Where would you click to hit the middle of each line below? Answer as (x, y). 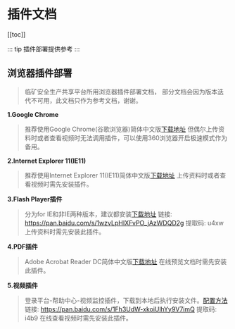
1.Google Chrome (33, 114)
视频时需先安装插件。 (62, 184)
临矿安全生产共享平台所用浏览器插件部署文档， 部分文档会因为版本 (121, 92)
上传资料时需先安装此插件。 (65, 231)
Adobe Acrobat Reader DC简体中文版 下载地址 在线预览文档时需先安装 (126, 261)
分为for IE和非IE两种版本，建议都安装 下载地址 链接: (98, 214)
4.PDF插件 (23, 247)
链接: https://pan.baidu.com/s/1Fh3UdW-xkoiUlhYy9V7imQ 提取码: (120, 309)
